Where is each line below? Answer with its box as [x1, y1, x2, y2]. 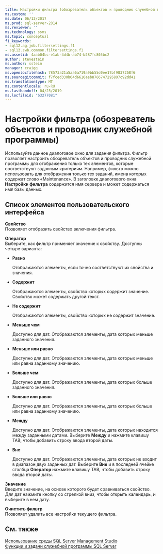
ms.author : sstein [5, 61, 42, 66]
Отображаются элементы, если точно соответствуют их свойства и [12, 265, 154, 270]
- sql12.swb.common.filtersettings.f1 [5, 48, 83, 52]
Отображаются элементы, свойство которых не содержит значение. [12, 312, 156, 318]
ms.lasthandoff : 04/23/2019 [5, 88, 62, 93]
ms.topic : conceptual [5, 34, 49, 39]
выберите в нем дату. [5, 497, 50, 502]
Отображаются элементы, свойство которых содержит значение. [12, 289, 149, 294]
